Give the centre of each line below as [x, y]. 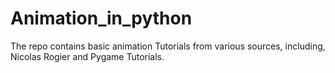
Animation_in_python [101, 18]
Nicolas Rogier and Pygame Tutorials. [87, 56]
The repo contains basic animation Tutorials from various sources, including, [168, 46]
